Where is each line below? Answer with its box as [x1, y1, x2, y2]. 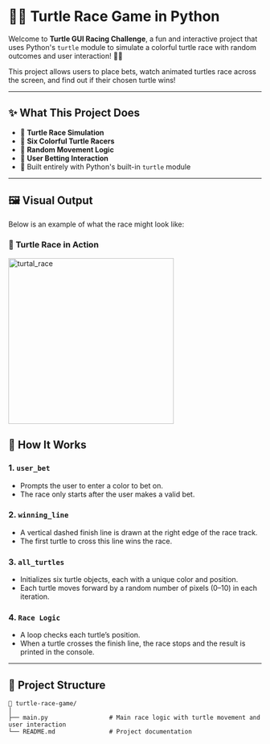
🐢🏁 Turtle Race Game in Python [8, 7, 220, 26]
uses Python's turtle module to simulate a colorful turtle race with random [8, 42, 257, 52]
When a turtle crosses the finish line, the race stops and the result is [19, 638, 246, 648]
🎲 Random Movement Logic [19, 144, 114, 154]
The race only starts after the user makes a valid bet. [19, 489, 195, 499]
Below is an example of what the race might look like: [8, 219, 185, 229]
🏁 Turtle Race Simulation [19, 127, 104, 137]
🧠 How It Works [8, 439, 87, 452]
